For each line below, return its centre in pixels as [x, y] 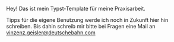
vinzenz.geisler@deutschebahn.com [51, 33]
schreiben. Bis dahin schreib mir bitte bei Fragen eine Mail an [81, 26]
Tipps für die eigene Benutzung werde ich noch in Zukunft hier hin [87, 20]
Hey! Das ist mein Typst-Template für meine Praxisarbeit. [76, 9]
